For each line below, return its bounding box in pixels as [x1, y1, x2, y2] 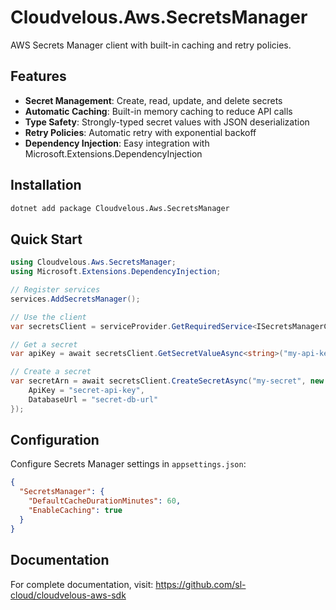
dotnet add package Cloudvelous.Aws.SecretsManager [10, 203, 230, 213]
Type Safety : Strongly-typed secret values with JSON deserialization [24, 116, 310, 128]
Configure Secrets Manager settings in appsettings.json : [10, 458, 247, 470]
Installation [10, 177, 82, 194]
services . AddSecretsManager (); [10, 294, 141, 304]
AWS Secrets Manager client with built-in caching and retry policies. [10, 39, 292, 51]
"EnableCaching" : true [28, 506, 123, 516]
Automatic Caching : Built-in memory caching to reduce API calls [24, 105, 293, 117]
